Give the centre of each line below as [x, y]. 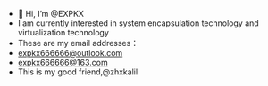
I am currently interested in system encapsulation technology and [138, 23]
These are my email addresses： [78, 43]
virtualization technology [63, 32]
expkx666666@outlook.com [70, 53]
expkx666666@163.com [63, 63]
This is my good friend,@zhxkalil [78, 72]
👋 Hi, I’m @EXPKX [51, 14]
